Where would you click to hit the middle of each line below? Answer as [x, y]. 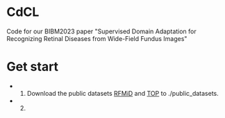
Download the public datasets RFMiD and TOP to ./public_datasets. [123, 93]
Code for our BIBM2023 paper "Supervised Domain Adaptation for [102, 31]
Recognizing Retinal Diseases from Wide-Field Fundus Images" [97, 38]
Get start [33, 67]
